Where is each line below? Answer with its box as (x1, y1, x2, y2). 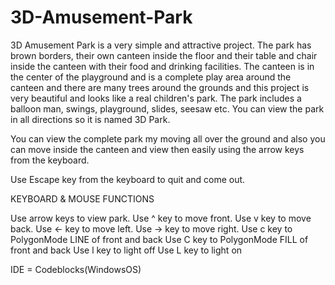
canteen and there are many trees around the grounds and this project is (10, 81, 310, 93)
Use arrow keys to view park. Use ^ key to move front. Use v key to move (10, 212, 312, 224)
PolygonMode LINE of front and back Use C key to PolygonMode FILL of (10, 233, 309, 245)
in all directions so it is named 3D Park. (10, 113, 171, 125)
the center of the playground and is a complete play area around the (10, 71, 292, 83)
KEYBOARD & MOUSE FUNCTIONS (10, 192, 155, 205)
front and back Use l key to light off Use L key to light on (10, 244, 243, 256)
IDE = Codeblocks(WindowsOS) (10, 263, 142, 275)
